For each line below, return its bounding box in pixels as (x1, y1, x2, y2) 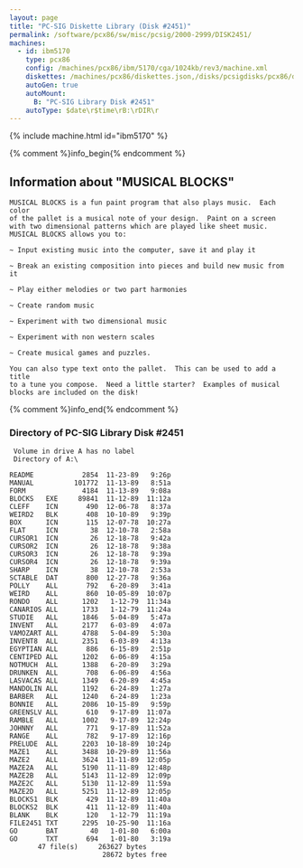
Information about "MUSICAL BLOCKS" (9, 174, 234, 190)
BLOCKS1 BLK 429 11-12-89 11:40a (9, 795, 171, 805)
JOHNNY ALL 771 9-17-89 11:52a (9, 724, 171, 733)
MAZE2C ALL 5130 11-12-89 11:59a (9, 779, 171, 788)
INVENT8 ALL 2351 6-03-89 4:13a (9, 637, 171, 646)
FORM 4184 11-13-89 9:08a (9, 486, 171, 495)
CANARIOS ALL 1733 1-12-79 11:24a (9, 605, 171, 615)
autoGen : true (25, 80, 78, 90)
